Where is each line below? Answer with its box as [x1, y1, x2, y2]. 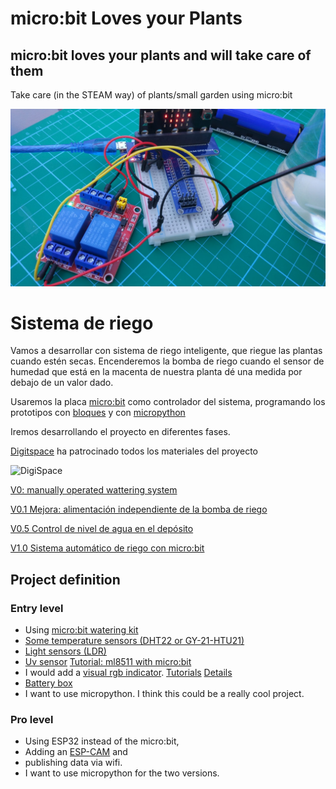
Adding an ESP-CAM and [24, 746, 128, 758]
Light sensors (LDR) [24, 645, 107, 657]
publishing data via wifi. [24, 757, 123, 769]
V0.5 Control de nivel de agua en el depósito [10, 523, 194, 535]
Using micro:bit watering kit [24, 624, 139, 636]
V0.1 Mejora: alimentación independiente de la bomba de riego [10, 503, 268, 516]
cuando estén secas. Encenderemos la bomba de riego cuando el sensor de [10, 355, 325, 367]
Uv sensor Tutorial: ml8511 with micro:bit [24, 656, 192, 668]
